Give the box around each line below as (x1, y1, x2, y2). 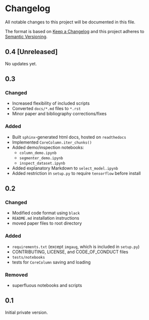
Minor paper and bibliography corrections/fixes (12, 111, 107, 117)
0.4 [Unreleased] (5, 48, 58, 56)
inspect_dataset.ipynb (19, 161, 66, 166)
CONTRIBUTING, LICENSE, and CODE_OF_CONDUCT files (12, 249, 129, 255)
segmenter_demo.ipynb (19, 155, 63, 161)
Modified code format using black (12, 210, 80, 216)
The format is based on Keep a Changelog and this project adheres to (5, 28, 145, 34)
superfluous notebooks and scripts (12, 282, 83, 288)
